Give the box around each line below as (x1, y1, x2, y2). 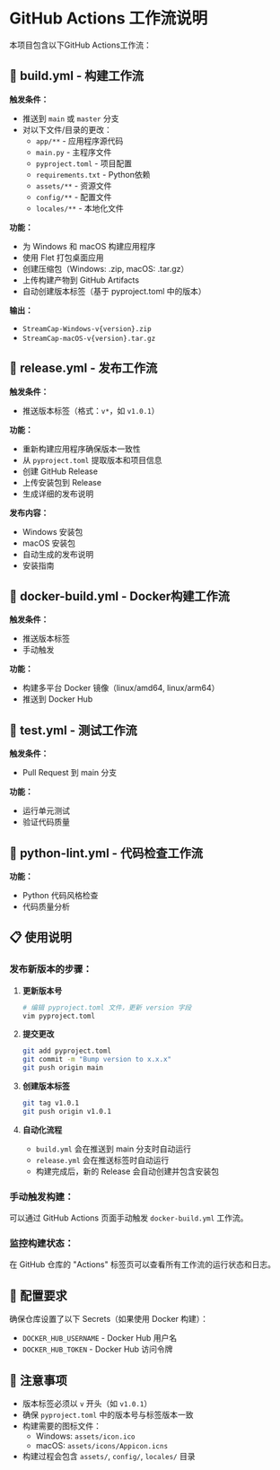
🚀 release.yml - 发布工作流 (9, 361, 158, 376)
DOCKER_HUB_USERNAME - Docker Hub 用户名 (22, 1333, 178, 1343)
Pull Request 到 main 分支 (22, 767, 118, 778)
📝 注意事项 (9, 1372, 67, 1387)
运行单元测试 (22, 805, 70, 817)
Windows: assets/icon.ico (35, 1431, 136, 1441)
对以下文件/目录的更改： (22, 124, 112, 135)
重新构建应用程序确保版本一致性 (22, 443, 141, 454)
